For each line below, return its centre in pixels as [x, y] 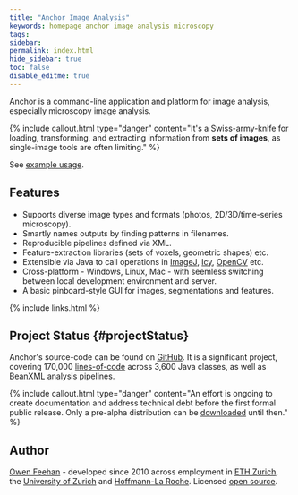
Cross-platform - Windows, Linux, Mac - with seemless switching [143, 271]
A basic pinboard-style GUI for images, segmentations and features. [148, 290]
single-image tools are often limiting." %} [85, 147]
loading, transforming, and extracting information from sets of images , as [145, 137]
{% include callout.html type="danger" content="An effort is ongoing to [141, 394]
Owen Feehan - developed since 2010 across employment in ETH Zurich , [144, 472]
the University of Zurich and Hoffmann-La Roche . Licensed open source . [144, 482]
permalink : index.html [51, 51]
